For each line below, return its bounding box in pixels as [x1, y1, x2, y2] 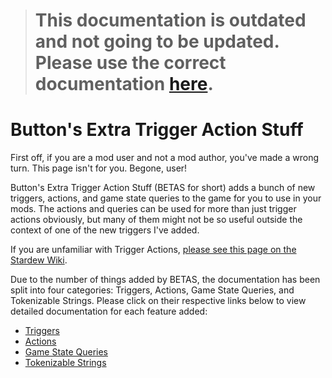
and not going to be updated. [34, 30, 280, 53]
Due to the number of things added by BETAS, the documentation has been [10, 274, 321, 286]
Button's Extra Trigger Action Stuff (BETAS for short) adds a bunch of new [10, 182, 316, 194]
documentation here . [34, 73, 214, 96]
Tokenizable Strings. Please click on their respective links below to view [10, 295, 307, 307]
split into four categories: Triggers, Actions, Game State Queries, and [10, 284, 295, 296]
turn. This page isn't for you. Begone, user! [10, 162, 188, 174]
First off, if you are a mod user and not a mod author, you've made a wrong [10, 152, 319, 164]
